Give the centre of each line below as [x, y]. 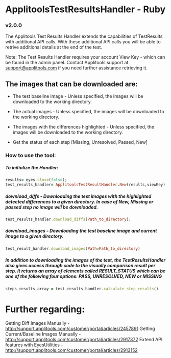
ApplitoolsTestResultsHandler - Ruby [86, 9]
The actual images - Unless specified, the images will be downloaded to [88, 112]
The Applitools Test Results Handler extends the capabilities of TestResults [84, 36]
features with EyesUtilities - [34, 345]
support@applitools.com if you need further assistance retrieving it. [77, 68]
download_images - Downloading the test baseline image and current [81, 231]
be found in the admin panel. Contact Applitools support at [67, 63]
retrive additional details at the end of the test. [54, 47]
